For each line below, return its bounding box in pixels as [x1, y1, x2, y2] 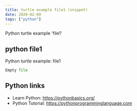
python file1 [5, 44, 42, 53]
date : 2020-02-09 [5, 12, 41, 17]
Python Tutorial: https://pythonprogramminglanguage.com [12, 100, 133, 106]
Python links [5, 81, 45, 90]
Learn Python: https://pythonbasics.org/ [12, 94, 95, 100]
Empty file [5, 68, 28, 73]
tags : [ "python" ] [5, 16, 41, 21]
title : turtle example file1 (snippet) [5, 7, 88, 12]
